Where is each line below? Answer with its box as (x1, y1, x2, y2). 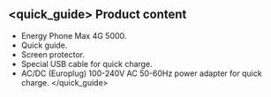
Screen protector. (20, 48, 86, 60)
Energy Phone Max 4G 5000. (20, 30, 127, 41)
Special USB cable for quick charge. (20, 58, 153, 69)
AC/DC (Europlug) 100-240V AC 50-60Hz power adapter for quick (20, 68, 262, 78)
